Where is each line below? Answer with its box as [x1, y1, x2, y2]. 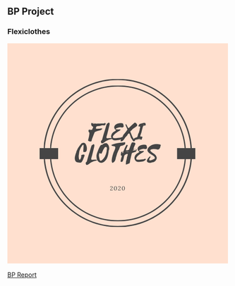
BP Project [7, 6, 54, 18]
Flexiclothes [7, 27, 51, 37]
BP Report [7, 271, 37, 279]
